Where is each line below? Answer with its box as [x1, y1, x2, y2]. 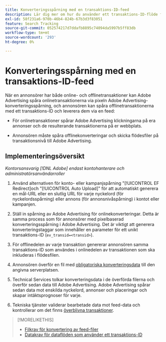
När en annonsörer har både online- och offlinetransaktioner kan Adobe [5, 92, 152, 98]
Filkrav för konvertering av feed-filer [24, 326, 99, 332]
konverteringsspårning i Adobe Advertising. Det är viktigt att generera [12, 221, 155, 227]
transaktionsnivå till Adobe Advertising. [12, 137, 92, 144]
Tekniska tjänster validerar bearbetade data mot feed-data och [12, 302, 140, 308]
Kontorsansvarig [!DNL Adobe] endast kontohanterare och [5, 165, 124, 171]
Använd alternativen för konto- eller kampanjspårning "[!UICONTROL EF [12, 180, 160, 186]
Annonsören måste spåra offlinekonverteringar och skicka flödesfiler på [12, 132, 159, 138]
